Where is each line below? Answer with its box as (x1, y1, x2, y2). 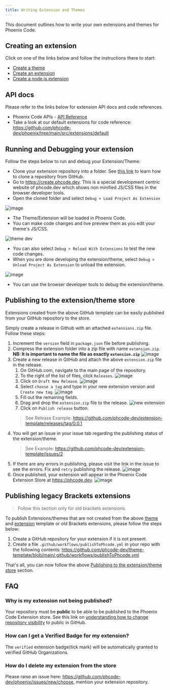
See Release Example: (25, 415, 72, 421)
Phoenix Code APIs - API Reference (12, 114, 88, 120)
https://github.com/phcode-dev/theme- (61, 547, 145, 553)
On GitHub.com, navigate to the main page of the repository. (20, 367, 147, 373)
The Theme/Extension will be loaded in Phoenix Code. (12, 215, 126, 221)
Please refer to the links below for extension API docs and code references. (5, 104, 163, 110)
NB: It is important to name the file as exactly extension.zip (12, 351, 141, 357)
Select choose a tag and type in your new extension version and (20, 383, 155, 389)
